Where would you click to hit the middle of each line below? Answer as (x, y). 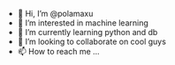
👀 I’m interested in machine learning (83, 23)
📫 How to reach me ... (58, 51)
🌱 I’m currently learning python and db (87, 32)
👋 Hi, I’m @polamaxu (55, 14)
